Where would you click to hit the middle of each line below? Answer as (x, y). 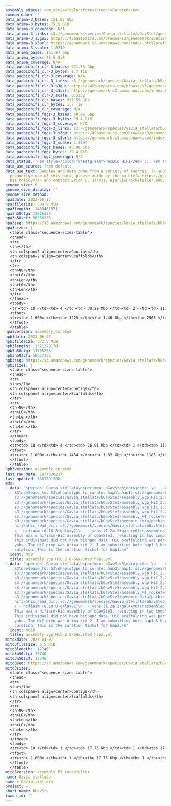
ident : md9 (21, 554)
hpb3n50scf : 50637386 (28, 355)
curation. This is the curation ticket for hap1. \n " (72, 550)
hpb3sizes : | (19, 365)
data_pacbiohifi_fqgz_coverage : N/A (44, 157)
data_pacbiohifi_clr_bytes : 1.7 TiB (44, 105)
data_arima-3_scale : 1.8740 (35, 48)
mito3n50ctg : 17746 (26, 654)
